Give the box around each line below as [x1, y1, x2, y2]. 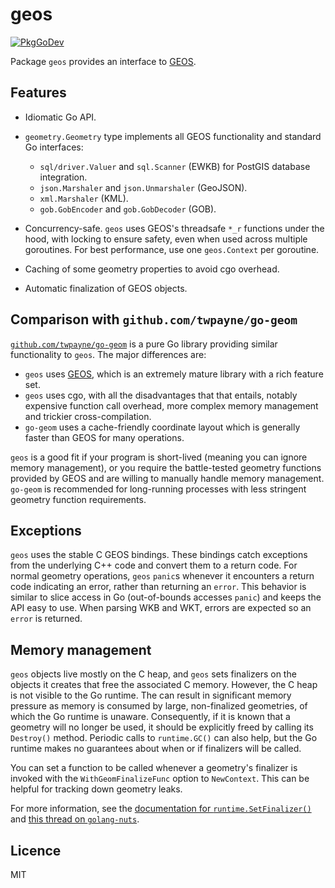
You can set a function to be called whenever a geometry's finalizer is [10, 762, 298, 774]
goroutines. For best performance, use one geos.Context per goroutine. [24, 243, 320, 255]
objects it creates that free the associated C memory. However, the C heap [10, 679, 318, 691]
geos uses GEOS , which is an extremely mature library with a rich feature [24, 368, 324, 380]
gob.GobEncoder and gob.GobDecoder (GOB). [39, 203, 217, 215]
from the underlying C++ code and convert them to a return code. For [10, 559, 298, 572]
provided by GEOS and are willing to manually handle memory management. [10, 472, 325, 484]
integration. [39, 171, 88, 183]
